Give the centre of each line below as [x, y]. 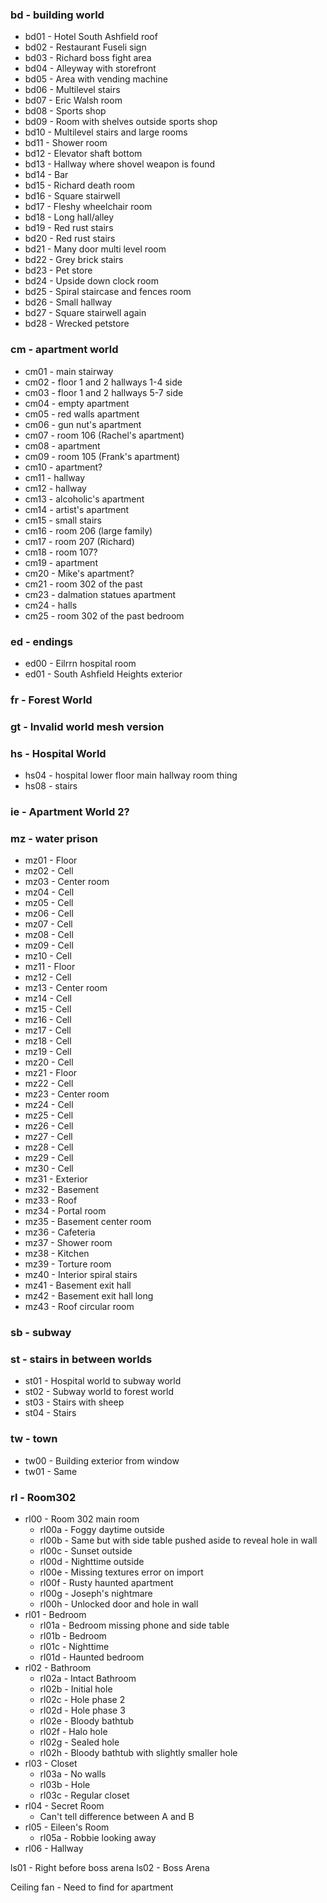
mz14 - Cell [48, 999]
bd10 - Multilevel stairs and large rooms [106, 132]
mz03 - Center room [67, 882]
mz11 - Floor [50, 967]
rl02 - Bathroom [58, 1668]
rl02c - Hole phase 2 [82, 1700]
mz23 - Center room [67, 1094]
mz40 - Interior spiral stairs [81, 1275]
